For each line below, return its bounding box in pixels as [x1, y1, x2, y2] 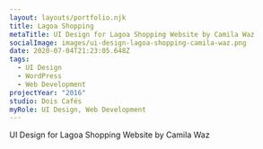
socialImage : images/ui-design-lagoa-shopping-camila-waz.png [9, 38, 247, 48]
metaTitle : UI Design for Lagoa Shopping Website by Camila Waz [9, 30, 255, 39]
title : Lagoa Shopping [9, 22, 94, 31]
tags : [9, 55, 30, 64]
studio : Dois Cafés [9, 96, 83, 106]
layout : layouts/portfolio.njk [9, 13, 127, 22]
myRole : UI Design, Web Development [9, 105, 146, 114]
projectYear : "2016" [9, 88, 87, 97]
